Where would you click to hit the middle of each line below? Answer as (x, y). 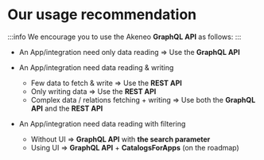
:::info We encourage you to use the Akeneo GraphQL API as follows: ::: (124, 37)
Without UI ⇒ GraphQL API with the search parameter (120, 139)
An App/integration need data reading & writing (96, 67)
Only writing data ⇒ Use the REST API (93, 91)
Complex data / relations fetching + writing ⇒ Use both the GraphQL (143, 100)
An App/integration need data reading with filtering (102, 123)
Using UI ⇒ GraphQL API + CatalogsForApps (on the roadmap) (135, 147)
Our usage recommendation (102, 15)
